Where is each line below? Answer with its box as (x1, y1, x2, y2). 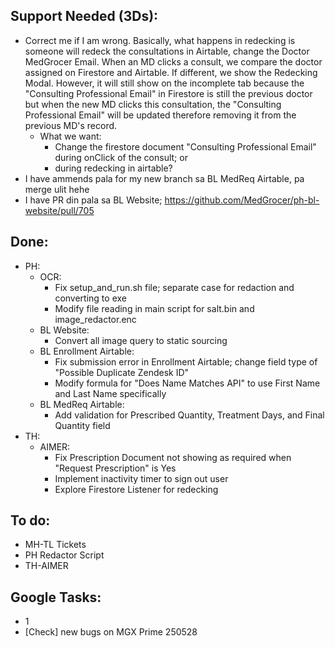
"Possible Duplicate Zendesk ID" (54, 366, 190, 378)
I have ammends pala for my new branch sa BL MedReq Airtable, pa (24, 172, 305, 184)
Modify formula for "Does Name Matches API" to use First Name (54, 377, 321, 389)
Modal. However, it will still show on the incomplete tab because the (24, 77, 305, 89)
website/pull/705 (24, 204, 95, 216)
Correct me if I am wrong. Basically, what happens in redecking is (24, 34, 296, 46)
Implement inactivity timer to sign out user (54, 472, 229, 484)
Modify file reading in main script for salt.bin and (54, 302, 255, 314)
